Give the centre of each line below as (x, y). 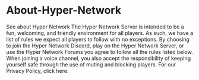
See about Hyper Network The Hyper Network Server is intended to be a (95, 27)
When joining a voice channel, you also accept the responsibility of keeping (99, 58)
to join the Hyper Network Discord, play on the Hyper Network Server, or (95, 46)
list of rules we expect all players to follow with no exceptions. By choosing (98, 39)
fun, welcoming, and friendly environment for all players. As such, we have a (100, 33)
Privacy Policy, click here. (37, 71)
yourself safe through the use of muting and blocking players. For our (91, 64)
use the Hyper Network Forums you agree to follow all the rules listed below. (99, 52)
